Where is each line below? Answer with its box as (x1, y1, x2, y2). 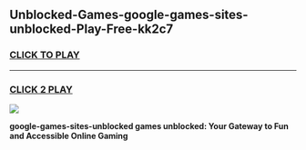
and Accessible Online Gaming (9, 130, 128, 141)
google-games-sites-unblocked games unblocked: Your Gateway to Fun (9, 120, 289, 131)
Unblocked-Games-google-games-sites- (9, 7, 249, 23)
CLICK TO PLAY (9, 49, 80, 62)
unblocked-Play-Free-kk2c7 (9, 22, 174, 37)
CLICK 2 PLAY (9, 83, 73, 95)
